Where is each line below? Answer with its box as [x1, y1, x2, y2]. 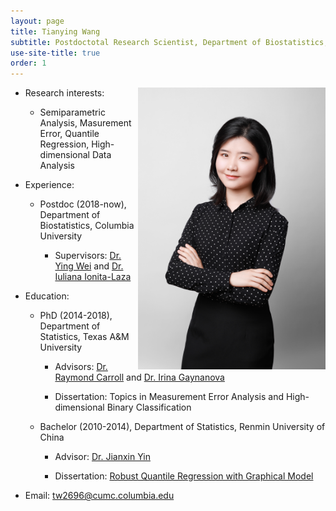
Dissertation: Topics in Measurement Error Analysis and [54, 391, 285, 403]
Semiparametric [39, 106, 106, 119]
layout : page [10, 16, 65, 26]
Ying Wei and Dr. [54, 260, 124, 272]
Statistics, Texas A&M [39, 331, 130, 343]
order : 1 [10, 58, 47, 69]
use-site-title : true [10, 48, 101, 58]
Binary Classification [106, 401, 192, 414]
